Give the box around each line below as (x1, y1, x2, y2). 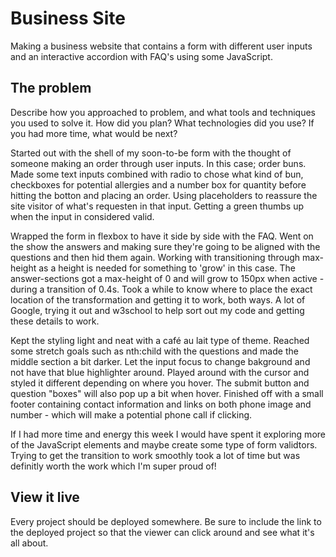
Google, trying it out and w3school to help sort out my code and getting (10, 304, 305, 316)
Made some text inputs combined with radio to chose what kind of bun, (10, 168, 304, 180)
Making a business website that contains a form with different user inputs (10, 40, 313, 52)
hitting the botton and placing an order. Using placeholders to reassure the (10, 189, 318, 201)
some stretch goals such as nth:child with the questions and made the (10, 345, 299, 357)
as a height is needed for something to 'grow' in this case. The (38, 262, 296, 274)
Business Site (10, 7, 126, 30)
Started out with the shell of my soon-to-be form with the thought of (10, 147, 292, 159)
